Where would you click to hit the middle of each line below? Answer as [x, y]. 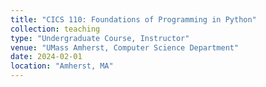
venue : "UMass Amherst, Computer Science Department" [125, 47]
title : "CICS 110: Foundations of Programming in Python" [133, 19]
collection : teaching [55, 29]
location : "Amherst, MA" [62, 66]
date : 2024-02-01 [46, 57]
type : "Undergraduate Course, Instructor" [100, 38]
